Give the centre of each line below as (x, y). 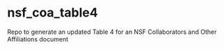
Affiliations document (38, 39)
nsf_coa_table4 (53, 13)
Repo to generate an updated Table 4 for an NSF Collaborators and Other (112, 32)
